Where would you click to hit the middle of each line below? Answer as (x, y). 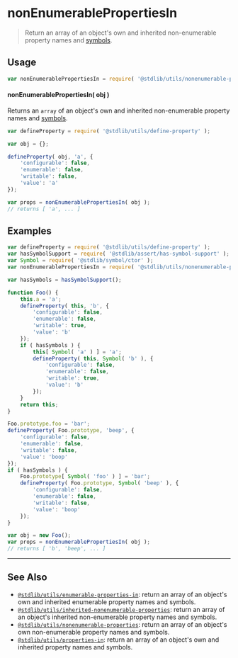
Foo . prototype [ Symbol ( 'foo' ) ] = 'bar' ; (85, 477)
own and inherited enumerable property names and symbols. (107, 602)
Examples (29, 231)
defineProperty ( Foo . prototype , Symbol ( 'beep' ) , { (100, 483)
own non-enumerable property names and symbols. (93, 632)
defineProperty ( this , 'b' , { (65, 306)
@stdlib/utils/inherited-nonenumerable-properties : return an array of (121, 609)
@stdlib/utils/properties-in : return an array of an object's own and (118, 640)
